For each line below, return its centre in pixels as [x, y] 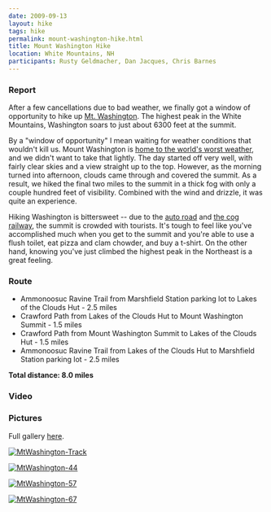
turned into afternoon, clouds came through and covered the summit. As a [133, 175]
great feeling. [31, 260]
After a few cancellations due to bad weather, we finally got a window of [129, 107]
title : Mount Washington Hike [60, 46]
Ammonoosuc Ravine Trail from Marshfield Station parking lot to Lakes [139, 299]
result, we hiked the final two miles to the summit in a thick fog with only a [132, 184]
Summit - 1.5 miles [51, 325]
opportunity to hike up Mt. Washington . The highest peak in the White [125, 116]
